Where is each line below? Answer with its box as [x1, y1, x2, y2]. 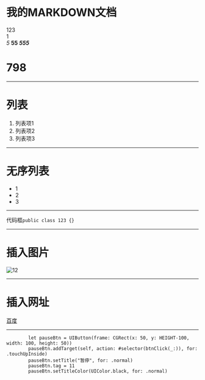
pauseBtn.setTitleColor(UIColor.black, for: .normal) [28, 368, 168, 374]
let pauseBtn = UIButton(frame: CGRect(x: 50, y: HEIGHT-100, [28, 335, 190, 341]
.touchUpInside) [6, 351, 48, 357]
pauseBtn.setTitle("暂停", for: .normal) [28, 357, 133, 363]
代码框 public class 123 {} [6, 216, 75, 223]
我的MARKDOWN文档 [6, 6, 117, 20]
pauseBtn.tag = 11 [28, 362, 75, 369]
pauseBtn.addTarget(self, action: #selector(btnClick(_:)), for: [28, 345, 198, 352]
